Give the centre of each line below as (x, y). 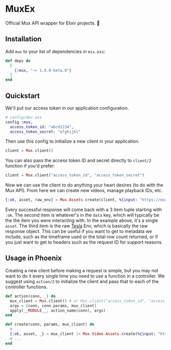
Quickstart (23, 96)
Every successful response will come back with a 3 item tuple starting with (83, 209)
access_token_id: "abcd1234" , (42, 127)
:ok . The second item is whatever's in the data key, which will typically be (82, 215)
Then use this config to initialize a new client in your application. (73, 142)
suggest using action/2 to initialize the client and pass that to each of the (82, 281)
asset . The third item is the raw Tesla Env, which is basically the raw (77, 226)
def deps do (18, 61)
